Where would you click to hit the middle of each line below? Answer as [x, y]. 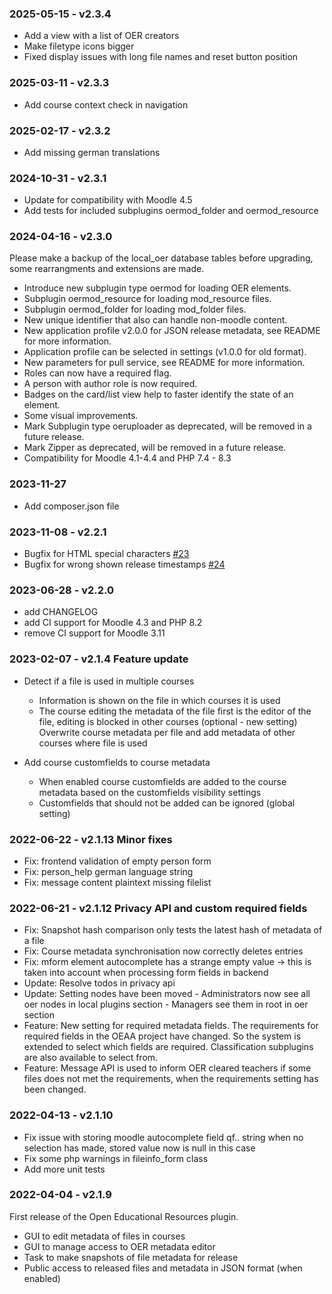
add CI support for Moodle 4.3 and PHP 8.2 [113, 623]
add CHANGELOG [61, 612]
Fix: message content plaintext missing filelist [117, 882]
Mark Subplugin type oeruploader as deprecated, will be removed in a [167, 426]
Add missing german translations [92, 152]
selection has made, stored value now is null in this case [139, 1148]
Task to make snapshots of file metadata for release [131, 1257]
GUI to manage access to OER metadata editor [119, 1246]
